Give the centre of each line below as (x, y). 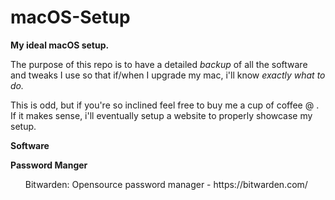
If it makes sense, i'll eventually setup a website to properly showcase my (161, 115)
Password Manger (49, 165)
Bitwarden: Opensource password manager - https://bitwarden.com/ (166, 184)
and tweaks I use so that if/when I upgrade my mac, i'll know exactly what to (168, 75)
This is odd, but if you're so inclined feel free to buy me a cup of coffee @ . (165, 105)
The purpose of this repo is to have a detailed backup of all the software (159, 64)
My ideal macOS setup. (60, 45)
